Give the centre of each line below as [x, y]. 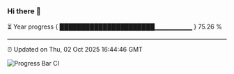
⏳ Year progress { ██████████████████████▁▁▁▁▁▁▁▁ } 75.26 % [115, 27]
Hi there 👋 [24, 11]
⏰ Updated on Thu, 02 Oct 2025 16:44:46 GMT [75, 50]
